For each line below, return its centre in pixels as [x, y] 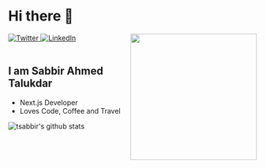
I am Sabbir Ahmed [56, 71]
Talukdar [30, 83]
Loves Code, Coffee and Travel [70, 110]
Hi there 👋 [41, 16]
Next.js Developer [49, 103]
